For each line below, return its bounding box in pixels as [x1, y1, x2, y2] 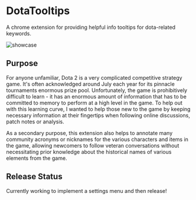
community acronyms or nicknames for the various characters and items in [6, 136, 189, 143]
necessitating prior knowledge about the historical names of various [6, 148, 172, 155]
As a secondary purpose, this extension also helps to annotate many [6, 129, 173, 136]
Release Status [6, 172, 63, 182]
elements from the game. [6, 155, 67, 162]
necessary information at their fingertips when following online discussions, [6, 112, 191, 119]
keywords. [6, 29, 31, 37]
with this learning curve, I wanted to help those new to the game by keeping [6, 105, 191, 113]
